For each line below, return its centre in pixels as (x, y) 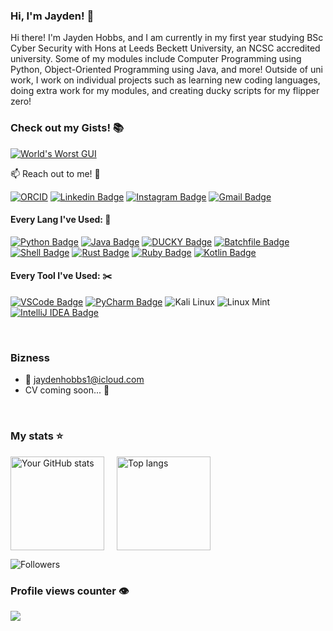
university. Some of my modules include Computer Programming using (156, 59)
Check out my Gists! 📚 (67, 128)
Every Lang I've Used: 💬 (61, 220)
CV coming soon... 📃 (67, 390)
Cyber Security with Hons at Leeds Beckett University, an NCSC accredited (165, 48)
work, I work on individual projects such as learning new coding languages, (165, 80)
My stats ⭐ (37, 436)
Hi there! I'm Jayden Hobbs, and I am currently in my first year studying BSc (167, 38)
